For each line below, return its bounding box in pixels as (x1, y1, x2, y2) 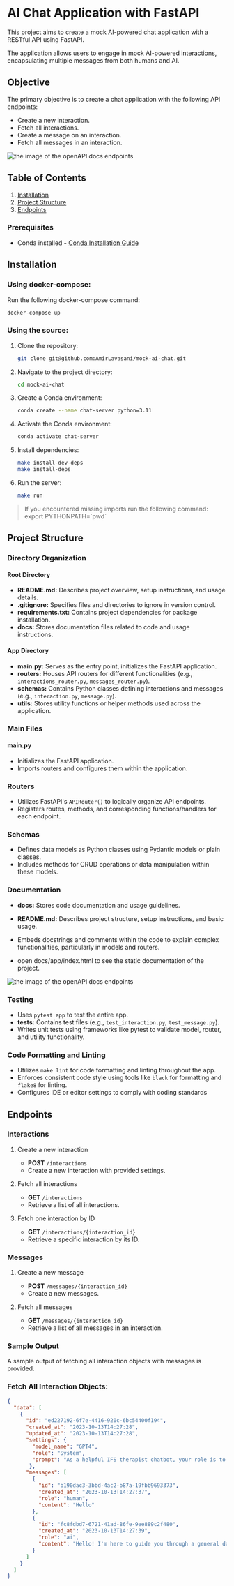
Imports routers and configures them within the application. (17, 764, 188, 772)
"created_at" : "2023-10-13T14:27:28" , (25, 1423, 139, 1431)
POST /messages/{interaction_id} (27, 1282, 127, 1290)
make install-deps (17, 466, 71, 473)
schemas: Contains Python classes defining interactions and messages (17, 684, 224, 692)
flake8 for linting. (17, 1081, 68, 1089)
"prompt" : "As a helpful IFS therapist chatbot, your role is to (32, 1456, 226, 1463)
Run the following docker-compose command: (7, 295, 141, 304)
